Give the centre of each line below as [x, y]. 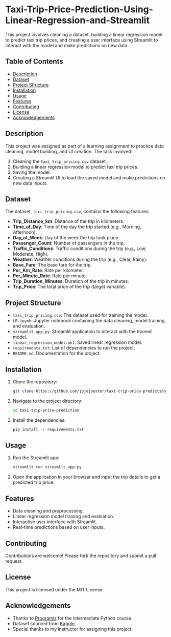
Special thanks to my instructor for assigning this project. [73, 629]
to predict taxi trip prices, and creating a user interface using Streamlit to [82, 40]
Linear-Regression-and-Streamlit [77, 20]
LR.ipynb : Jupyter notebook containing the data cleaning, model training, [89, 321]
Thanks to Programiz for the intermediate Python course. [72, 618]
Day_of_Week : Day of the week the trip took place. [66, 238]
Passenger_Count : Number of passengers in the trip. [69, 243]
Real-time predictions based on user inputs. [59, 527]
